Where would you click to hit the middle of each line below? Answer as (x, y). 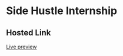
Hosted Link (29, 33)
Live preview (21, 47)
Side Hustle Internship (62, 11)
